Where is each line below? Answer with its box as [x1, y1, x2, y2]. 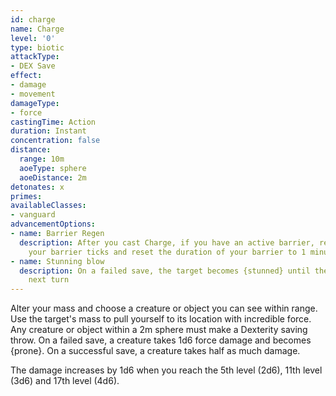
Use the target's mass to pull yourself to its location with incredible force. [10, 313, 312, 325]
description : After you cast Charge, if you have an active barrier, [19, 237, 315, 248]
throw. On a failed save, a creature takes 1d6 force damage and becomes [10, 334, 312, 346]
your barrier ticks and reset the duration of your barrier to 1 [28, 247, 307, 257]
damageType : [10, 98, 60, 108]
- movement [10, 89, 56, 99]
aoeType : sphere [19, 163, 87, 173]
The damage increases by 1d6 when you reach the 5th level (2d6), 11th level [10, 364, 323, 376]
